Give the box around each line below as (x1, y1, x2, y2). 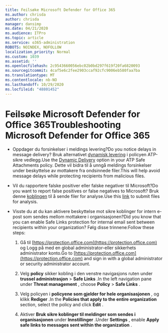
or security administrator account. (20, 261, 90, 267)
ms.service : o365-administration (5, 40, 75, 45)
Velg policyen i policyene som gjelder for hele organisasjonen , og (20, 291, 159, 297)
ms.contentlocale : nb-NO (5, 77, 57, 82)
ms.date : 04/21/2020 (5, 26, 49, 31)
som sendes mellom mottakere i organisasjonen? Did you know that (23, 214, 161, 220)
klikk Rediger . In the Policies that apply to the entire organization (20, 296, 157, 302)
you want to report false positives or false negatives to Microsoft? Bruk (12, 188, 159, 194)
